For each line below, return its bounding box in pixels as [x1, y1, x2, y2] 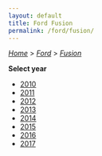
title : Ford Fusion [8, 19, 73, 27]
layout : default [8, 11, 62, 20]
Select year [8, 64, 47, 74]
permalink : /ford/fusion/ [8, 26, 94, 34]
